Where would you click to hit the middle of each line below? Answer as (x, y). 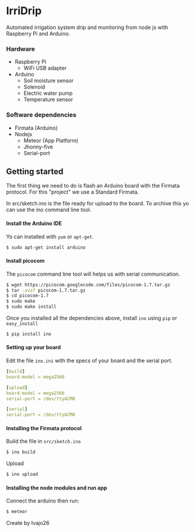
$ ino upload (22, 475)
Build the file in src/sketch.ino (43, 441)
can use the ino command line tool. (49, 210)
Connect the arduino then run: (43, 501)
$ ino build (21, 452)
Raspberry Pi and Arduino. (38, 33)
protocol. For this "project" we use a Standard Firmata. (73, 192)
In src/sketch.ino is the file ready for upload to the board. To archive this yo (97, 204)
